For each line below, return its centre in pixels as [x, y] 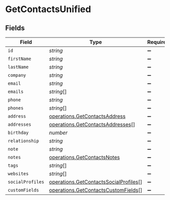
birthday [18, 133]
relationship [24, 141]
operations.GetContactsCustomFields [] [96, 190]
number [58, 133]
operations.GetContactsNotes [84, 157]
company [17, 75]
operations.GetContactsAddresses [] [92, 124]
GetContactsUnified [48, 9]
